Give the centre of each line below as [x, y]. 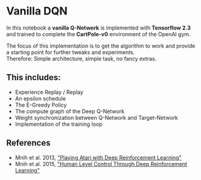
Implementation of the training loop [59, 124]
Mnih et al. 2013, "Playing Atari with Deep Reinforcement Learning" [98, 157]
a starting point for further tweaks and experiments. [71, 52]
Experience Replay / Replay [49, 92]
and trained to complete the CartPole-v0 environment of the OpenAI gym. [99, 34]
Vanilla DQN [37, 11]
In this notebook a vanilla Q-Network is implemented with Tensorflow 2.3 [99, 28]
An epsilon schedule [40, 98]
